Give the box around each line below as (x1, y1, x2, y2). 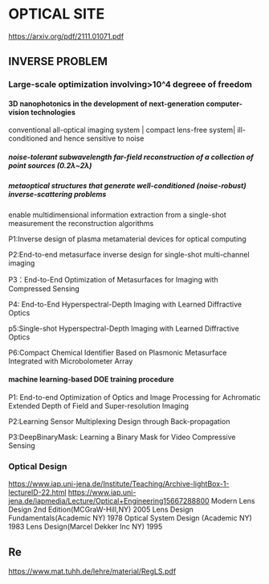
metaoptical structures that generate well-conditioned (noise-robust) (8, 181, 247, 191)
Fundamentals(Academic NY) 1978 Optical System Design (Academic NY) (8, 513, 253, 523)
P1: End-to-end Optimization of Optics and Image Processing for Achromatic (8, 393, 261, 402)
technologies (31, 107, 76, 117)
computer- (206, 98, 243, 109)
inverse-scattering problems (8, 190, 107, 199)
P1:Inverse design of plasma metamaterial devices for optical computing (8, 234, 247, 244)
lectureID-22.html (8, 487, 67, 497)
